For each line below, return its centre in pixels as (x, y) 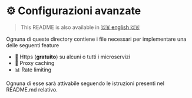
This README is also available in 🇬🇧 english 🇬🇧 (80, 27)
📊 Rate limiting (33, 70)
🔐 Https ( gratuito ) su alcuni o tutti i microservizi (72, 57)
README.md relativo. (32, 89)
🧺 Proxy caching (34, 63)
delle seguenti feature (33, 45)
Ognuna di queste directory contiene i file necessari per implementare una (96, 39)
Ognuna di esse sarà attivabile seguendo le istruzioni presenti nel (85, 83)
